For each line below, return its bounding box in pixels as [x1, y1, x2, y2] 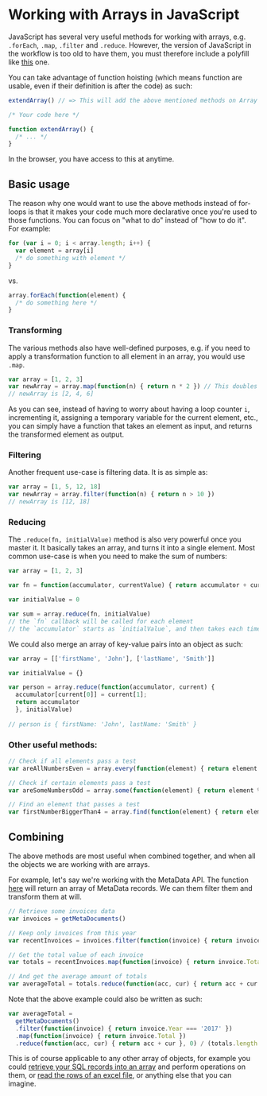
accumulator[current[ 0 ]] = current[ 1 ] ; [15, 690, 148, 699]
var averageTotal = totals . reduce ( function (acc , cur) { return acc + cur [8, 980, 258, 988]
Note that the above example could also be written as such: [8, 994, 203, 1004]
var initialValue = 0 [8, 596, 80, 604]
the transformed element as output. [8, 429, 125, 439]
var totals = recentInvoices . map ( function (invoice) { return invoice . [8, 958, 247, 966]
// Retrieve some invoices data [8, 908, 115, 915]
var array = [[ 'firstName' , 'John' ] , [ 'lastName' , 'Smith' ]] [8, 655, 215, 663]
